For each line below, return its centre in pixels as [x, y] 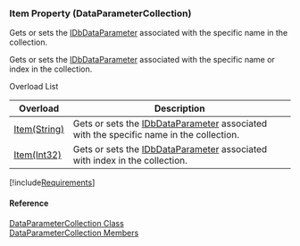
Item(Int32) [38, 155]
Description [179, 108]
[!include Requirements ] [52, 182]
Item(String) [39, 130]
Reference [29, 203]
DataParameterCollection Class [67, 223]
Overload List [34, 87]
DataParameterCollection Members [74, 233]
